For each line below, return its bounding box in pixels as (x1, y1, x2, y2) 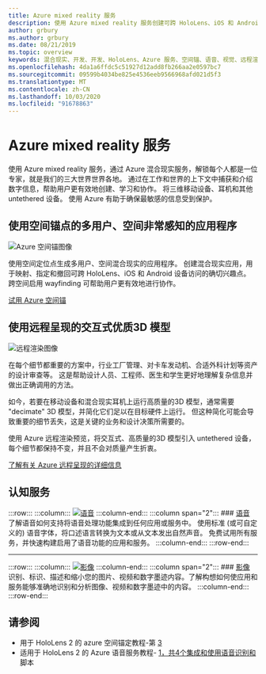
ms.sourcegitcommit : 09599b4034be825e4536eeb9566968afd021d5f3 (8, 70, 222, 78)
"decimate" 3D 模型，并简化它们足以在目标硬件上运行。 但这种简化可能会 (8, 406, 248, 416)
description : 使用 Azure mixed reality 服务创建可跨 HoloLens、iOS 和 (8, 19, 234, 27)
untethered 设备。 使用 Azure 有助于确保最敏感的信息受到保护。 (8, 194, 217, 204)
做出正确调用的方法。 (8, 379, 78, 389)
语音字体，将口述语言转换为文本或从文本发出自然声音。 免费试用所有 (26, 527, 251, 537)
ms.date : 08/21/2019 (8, 41, 77, 49)
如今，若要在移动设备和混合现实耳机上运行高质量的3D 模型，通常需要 (8, 397, 235, 406)
